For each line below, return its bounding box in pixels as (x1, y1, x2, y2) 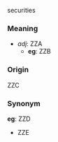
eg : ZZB (27, 47, 51, 56)
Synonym (7, 98, 41, 108)
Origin (7, 65, 29, 75)
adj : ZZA (17, 40, 43, 48)
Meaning (7, 23, 38, 33)
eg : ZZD (7, 114, 31, 123)
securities (7, 6, 36, 14)
